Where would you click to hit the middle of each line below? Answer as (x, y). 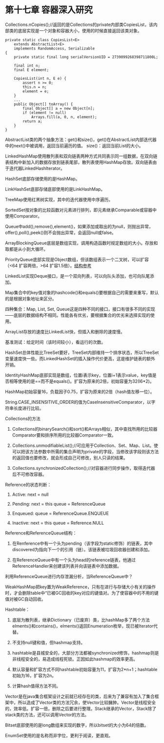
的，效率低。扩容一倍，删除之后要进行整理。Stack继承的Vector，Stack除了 (81, 708)
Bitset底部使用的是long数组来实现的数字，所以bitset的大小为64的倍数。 (77, 725)
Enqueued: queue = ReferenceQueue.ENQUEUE (60, 513)
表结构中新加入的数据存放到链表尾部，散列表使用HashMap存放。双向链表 (79, 162)
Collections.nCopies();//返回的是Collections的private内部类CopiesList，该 (79, 24)
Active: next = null (30, 494)
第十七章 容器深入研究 (49, 10)
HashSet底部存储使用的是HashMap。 (42, 179)
